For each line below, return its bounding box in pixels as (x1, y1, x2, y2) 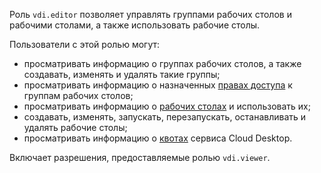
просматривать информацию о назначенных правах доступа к (23, 79, 293, 91)
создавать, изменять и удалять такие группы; (23, 69, 221, 80)
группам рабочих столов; (23, 90, 134, 101)
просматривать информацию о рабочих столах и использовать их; (23, 100, 311, 112)
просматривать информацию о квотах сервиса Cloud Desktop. (23, 132, 293, 144)
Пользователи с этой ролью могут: (9, 39, 161, 50)
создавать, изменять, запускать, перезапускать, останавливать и (23, 111, 307, 123)
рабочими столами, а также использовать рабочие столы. (9, 19, 261, 31)
